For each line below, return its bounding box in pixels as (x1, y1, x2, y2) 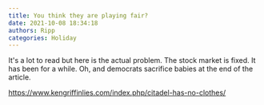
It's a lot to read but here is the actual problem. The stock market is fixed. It (8, 56, 256, 65)
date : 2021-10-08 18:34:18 (8, 19, 98, 27)
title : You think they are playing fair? (8, 11, 149, 20)
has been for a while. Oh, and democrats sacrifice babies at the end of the (8, 64, 254, 74)
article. (8, 72, 31, 82)
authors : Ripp (8, 26, 56, 34)
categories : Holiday (8, 33, 78, 42)
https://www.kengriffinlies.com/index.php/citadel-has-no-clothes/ (8, 88, 226, 98)
